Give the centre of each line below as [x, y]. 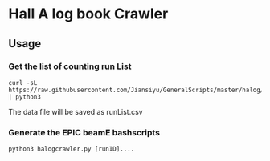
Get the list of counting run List [70, 66]
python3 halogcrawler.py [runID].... [72, 149]
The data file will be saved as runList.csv [76, 111]
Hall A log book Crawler [88, 14]
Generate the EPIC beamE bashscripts [84, 132]
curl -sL [23, 83]
